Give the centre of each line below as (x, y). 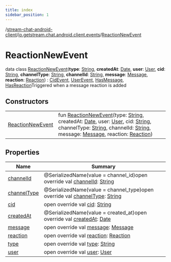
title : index (19, 10)
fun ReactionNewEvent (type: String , (101, 115)
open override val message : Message (89, 227)
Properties (22, 152)
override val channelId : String (79, 182)
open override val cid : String (78, 205)
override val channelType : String (83, 196)
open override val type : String (79, 244)
